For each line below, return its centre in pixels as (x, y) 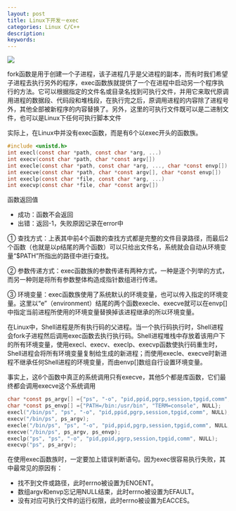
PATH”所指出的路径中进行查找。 (66, 256)
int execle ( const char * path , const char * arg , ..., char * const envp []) (118, 166)
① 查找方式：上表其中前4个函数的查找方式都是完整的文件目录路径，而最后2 (118, 238)
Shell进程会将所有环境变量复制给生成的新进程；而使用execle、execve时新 (114, 354)
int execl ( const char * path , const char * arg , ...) (84, 153)
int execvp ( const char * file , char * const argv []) (83, 186)
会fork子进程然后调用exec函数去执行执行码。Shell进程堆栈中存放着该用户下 (116, 336)
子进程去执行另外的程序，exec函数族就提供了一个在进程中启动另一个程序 (113, 83)
